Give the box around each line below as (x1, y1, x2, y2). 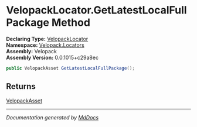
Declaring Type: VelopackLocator (6, 35, 89, 42)
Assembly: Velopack (6, 47, 57, 54)
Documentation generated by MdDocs (6, 114, 98, 121)
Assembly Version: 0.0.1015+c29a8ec (6, 54, 98, 61)
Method (52, 16, 91, 29)
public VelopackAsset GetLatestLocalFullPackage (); (6, 65, 135, 71)
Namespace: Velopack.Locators (6, 42, 85, 49)
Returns (6, 81, 36, 91)
